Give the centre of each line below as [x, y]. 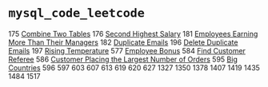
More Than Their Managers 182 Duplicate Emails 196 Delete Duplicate [123, 42]
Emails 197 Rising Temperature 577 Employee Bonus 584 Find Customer [127, 50]
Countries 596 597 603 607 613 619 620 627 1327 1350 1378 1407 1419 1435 [134, 67]
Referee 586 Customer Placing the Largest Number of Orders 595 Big [123, 59]
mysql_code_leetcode [77, 13]
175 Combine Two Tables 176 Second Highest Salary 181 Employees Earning [133, 34]
